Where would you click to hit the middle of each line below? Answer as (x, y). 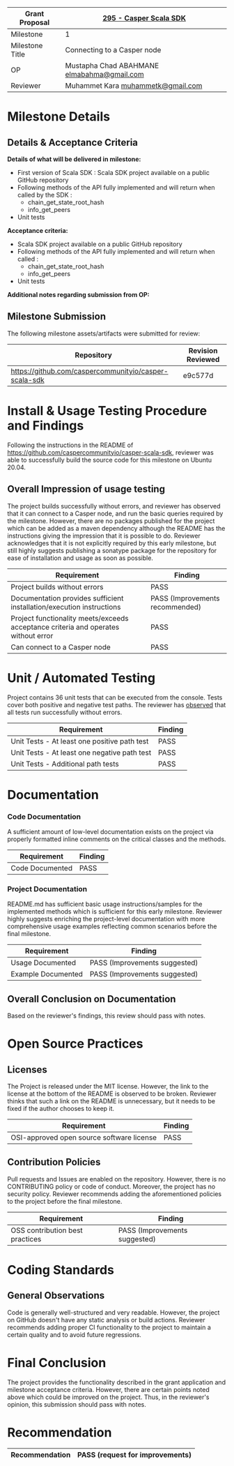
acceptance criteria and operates (65, 627)
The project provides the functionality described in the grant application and (117, 1382)
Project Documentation (47, 889)
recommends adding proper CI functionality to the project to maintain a (109, 1327)
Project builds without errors (57, 587)
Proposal (35, 22)
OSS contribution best (47, 1230)
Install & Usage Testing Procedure (107, 411)
